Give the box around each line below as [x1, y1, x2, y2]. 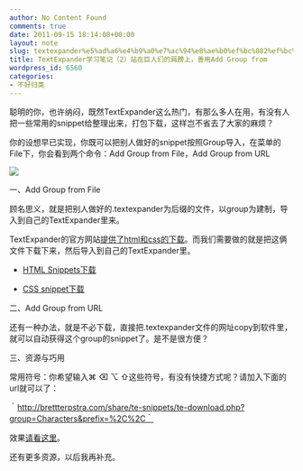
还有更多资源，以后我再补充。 [9, 451, 120, 462]
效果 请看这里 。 [9, 432, 65, 443]
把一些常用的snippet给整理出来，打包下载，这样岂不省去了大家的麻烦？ [9, 117, 274, 128]
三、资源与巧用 [9, 352, 65, 363]
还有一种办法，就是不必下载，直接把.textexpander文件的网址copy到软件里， [9, 321, 293, 332]
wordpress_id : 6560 [9, 64, 83, 73]
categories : [9, 72, 54, 81]
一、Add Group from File [9, 184, 101, 195]
